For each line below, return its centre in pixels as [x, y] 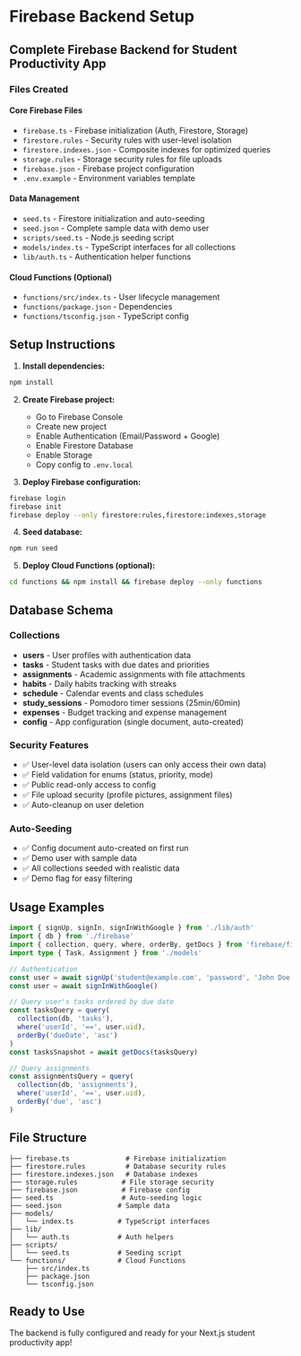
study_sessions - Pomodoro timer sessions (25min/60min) [131, 702]
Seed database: [52, 532]
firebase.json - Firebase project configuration [108, 169]
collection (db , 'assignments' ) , [78, 1085]
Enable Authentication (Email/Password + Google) [128, 436]
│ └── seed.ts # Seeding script [95, 1253]
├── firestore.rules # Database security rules [118, 1166]
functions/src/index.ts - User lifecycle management [121, 297]
